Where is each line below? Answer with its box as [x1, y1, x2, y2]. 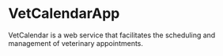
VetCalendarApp [8, 5, 120, 23]
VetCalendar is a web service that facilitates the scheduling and [8, 30, 216, 40]
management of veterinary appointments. [8, 38, 144, 47]
